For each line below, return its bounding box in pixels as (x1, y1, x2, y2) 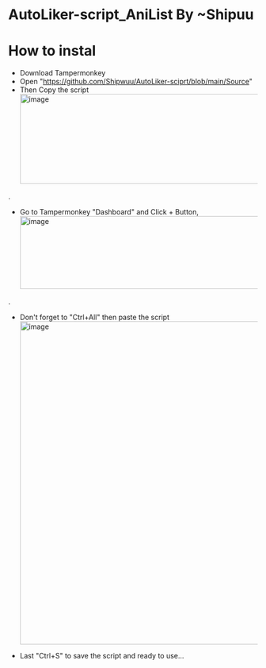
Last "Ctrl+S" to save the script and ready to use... (19, 651, 184, 661)
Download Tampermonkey (19, 68, 106, 78)
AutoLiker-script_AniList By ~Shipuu (8, 6, 254, 24)
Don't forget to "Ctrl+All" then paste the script (19, 312, 170, 322)
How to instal (8, 42, 97, 60)
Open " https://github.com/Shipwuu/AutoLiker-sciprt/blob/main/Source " (19, 77, 253, 87)
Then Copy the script (19, 85, 89, 95)
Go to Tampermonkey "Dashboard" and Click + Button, (19, 207, 199, 217)
